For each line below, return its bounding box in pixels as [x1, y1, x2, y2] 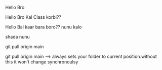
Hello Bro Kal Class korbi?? [5, 14, 62, 20]
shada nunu [5, 34, 30, 40]
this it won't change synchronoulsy [5, 59, 78, 65]
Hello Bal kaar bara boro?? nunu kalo [5, 24, 82, 30]
